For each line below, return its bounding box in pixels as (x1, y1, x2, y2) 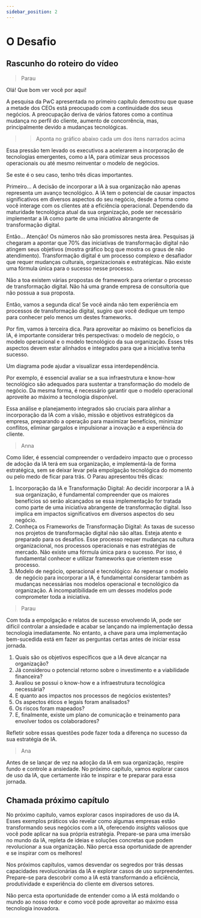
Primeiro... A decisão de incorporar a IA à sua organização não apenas (6, 183, 181, 190)
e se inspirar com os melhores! (6, 849, 83, 857)
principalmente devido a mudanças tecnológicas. (6, 123, 128, 130)
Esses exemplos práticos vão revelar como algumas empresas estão (6, 818, 176, 825)
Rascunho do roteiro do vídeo (6, 58, 119, 69)
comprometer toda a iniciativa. (14, 593, 91, 600)
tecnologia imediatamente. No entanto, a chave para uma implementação (6, 629, 187, 636)
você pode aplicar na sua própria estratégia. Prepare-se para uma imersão (6, 830, 191, 837)
